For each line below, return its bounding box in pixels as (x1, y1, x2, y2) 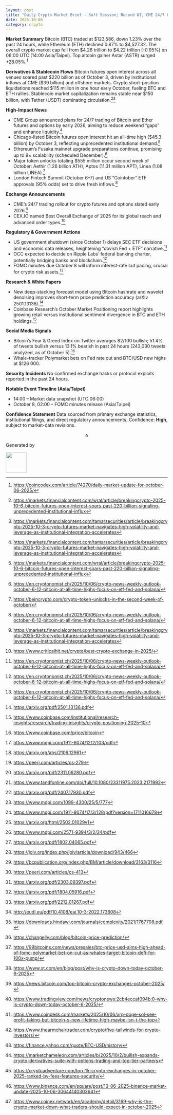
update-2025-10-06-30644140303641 (13, 1088, 95, 1095)
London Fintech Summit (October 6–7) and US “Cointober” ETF (13, 175, 147, 181)
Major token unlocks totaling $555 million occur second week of (13, 157, 149, 163)
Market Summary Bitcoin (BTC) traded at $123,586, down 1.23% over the (6, 36, 161, 42)
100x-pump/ (13, 955, 40, 961)
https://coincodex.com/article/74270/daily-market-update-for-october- (13, 482, 164, 488)
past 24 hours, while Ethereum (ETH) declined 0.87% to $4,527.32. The (6, 42, 157, 48)
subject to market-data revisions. (6, 422, 76, 428)
